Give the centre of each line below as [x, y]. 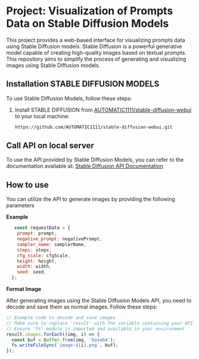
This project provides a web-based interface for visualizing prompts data [96, 40]
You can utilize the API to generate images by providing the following [91, 199]
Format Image [24, 289]
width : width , [34, 267]
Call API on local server [50, 146]
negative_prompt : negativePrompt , [60, 239]
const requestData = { [42, 228]
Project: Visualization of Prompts [90, 11]
